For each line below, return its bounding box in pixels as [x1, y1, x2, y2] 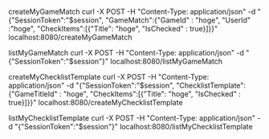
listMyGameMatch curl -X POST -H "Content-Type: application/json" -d [8, 48, 245, 57]
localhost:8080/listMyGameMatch [110, 56, 223, 66]
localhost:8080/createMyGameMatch [8, 32, 132, 42]
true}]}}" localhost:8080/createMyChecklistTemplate [8, 98, 183, 107]
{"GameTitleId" [8, 89, 58, 99]
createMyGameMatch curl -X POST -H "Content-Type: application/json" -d [8, 7, 256, 16]
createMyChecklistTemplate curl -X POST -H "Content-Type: [8, 72, 210, 81]
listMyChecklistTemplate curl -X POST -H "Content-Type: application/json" [8, 113, 255, 123]
